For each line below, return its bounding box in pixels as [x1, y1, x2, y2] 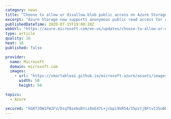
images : [10, 69, 26, 74]
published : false [5, 45, 42, 50]
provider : [5, 54, 26, 59]
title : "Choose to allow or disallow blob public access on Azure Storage [5, 12, 167, 17]
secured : [5, 106, 24, 111]
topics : [5, 92, 22, 97]
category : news [5, 7, 38, 13]
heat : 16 [5, 41, 24, 46]
